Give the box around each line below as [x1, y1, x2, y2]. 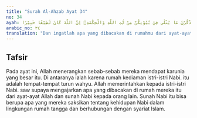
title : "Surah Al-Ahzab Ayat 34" [6, 8, 88, 15]
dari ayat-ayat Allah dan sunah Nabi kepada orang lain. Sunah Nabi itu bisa [6, 92, 186, 100]
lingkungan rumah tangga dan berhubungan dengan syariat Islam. [6, 105, 165, 112]
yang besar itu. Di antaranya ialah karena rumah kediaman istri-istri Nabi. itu [6, 74, 189, 81]
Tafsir [6, 52, 28, 62]
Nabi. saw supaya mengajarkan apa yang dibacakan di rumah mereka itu [6, 86, 182, 93]
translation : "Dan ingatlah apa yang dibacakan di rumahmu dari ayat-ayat [6, 31, 193, 36]
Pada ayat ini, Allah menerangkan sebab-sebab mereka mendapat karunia [6, 68, 185, 75]
